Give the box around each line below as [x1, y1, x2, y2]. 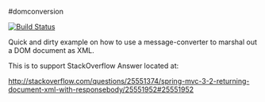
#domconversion [8, 7, 64, 16]
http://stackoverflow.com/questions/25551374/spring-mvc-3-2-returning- [8, 77, 250, 85]
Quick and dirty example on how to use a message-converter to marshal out [8, 37, 258, 47]
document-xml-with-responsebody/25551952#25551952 [8, 85, 194, 94]
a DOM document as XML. [8, 46, 94, 55]
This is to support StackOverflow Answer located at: [8, 61, 179, 70]
